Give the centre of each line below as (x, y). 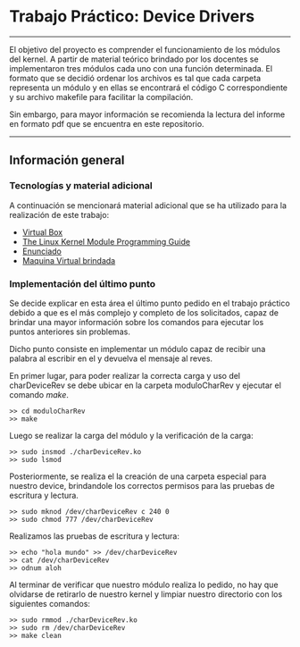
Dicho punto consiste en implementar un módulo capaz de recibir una (137, 349)
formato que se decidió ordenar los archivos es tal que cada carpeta (135, 78)
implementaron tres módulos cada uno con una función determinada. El (141, 68)
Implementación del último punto (83, 283)
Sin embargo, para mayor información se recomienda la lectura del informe (147, 114)
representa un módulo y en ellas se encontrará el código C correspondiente (149, 88)
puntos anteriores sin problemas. (70, 332)
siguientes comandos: (50, 603)
